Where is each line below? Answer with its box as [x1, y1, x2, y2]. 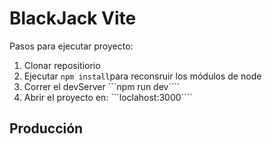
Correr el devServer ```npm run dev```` [23, 80, 181, 92]
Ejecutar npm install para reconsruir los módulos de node [23, 70, 262, 82]
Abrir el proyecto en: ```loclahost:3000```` [23, 91, 193, 103]
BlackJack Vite [9, 7, 137, 30]
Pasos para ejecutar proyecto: [9, 40, 134, 52]
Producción [9, 120, 84, 137]
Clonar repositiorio [23, 59, 101, 71]
